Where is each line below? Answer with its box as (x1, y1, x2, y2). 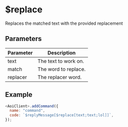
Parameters (5, 35, 42, 43)
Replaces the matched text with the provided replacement (5, 20, 123, 26)
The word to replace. (37, 66, 86, 73)
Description (47, 49, 76, 56)
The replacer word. (37, 74, 82, 81)
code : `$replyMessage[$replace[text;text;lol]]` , (9, 113, 114, 118)
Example (5, 90, 33, 99)
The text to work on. (37, 57, 85, 64)
